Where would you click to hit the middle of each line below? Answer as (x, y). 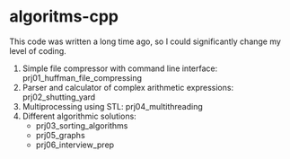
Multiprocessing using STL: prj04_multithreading (113, 106)
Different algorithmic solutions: (79, 116)
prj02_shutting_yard (59, 97)
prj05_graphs (60, 135)
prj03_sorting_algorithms (82, 125)
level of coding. (38, 50)
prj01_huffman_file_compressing (82, 77)
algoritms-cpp (64, 17)
